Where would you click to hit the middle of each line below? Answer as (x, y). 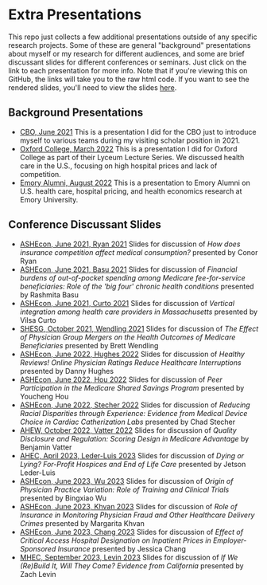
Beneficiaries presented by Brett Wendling (89, 345)
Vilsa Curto (38, 320)
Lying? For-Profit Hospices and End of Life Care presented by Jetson (133, 464)
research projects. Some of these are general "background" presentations (130, 45)
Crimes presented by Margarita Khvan (82, 523)
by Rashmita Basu (49, 294)
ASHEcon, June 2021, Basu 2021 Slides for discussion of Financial (128, 269)
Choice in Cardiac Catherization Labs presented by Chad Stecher (128, 422)
